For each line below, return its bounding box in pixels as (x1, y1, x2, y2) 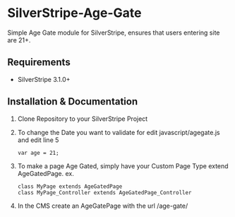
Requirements (7, 57, 71, 69)
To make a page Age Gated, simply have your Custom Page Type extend (17, 161, 229, 170)
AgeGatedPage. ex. (17, 169, 74, 177)
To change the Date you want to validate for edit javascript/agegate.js (17, 128, 220, 136)
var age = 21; (17, 149, 59, 156)
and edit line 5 (17, 136, 59, 144)
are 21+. (7, 35, 31, 44)
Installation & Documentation (7, 95, 138, 107)
